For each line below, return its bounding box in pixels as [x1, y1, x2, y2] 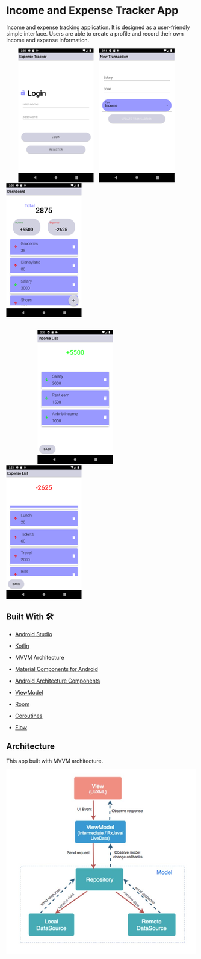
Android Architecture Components [14, 677, 100, 684]
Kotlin [14, 642, 29, 649]
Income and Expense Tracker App [6, 4, 179, 17]
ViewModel [14, 689, 43, 696]
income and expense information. [6, 36, 90, 43]
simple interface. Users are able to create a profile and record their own [6, 30, 184, 37]
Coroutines [14, 712, 43, 719]
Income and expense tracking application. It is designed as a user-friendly [6, 23, 190, 31]
